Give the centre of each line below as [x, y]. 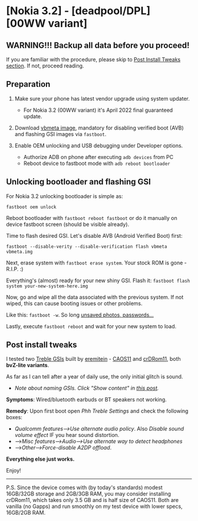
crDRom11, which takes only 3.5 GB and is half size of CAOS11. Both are [92, 500]
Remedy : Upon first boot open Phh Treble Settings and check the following [97, 411]
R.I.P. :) [15, 269]
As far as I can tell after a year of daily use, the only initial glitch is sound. [95, 377]
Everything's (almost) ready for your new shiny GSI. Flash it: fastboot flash [98, 280]
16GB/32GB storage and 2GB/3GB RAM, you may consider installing [89, 494]
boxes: [14, 418]
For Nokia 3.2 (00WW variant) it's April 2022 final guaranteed [98, 110]
